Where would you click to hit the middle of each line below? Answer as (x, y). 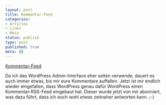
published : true (22, 47)
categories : (18, 19)
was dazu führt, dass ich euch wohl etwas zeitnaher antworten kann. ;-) (80, 97)
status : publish (22, 38)
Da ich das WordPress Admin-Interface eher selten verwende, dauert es (80, 75)
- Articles (17, 24)
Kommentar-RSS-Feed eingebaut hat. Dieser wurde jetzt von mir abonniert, (83, 91)
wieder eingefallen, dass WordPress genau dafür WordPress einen (74, 86)
